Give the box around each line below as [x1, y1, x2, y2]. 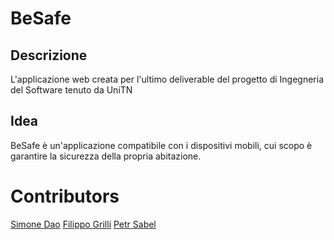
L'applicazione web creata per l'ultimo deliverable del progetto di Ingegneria [10, 73, 324, 85]
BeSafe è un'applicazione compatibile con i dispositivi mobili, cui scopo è [10, 139, 313, 151]
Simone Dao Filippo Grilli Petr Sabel [10, 218, 157, 230]
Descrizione [10, 47, 88, 64]
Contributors [10, 185, 120, 207]
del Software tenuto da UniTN [10, 84, 133, 96]
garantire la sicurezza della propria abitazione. [10, 150, 202, 162]
